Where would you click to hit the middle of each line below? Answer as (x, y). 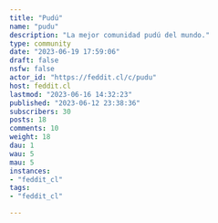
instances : (30, 171)
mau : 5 (22, 162)
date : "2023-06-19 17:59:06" (65, 52)
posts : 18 (28, 120)
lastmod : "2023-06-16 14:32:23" (71, 94)
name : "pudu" (34, 27)
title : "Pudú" (36, 18)
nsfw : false (32, 69)
